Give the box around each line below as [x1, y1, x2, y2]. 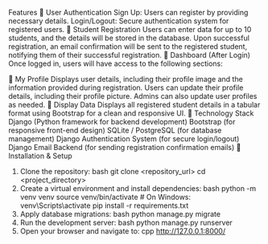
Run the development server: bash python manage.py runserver [19, 218, 233, 227]
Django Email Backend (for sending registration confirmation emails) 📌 [8, 143, 241, 152]
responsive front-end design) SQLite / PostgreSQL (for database [8, 125, 222, 135]
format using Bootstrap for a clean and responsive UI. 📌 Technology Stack [8, 108, 254, 118]
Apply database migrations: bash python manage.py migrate [19, 209, 221, 218]
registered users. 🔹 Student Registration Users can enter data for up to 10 [8, 25, 252, 34]
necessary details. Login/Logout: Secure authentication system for [8, 16, 229, 26]
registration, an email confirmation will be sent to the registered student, [8, 42, 248, 51]
